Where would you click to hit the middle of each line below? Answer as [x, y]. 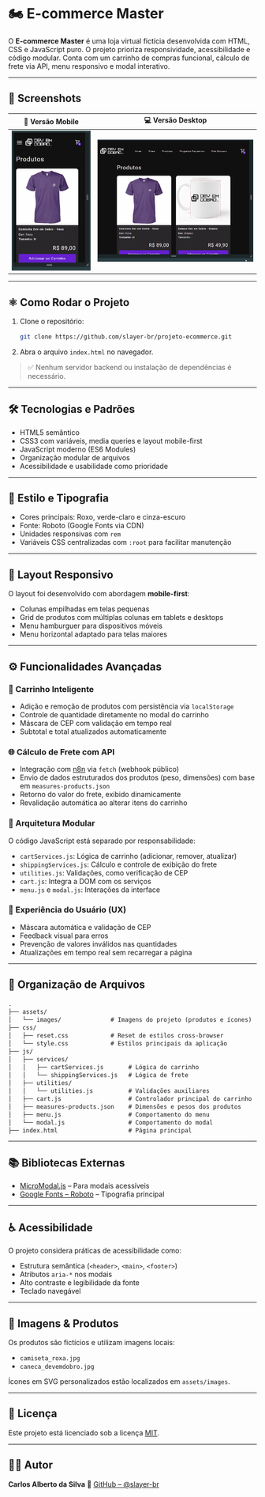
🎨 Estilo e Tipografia [58, 499]
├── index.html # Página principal [100, 1130]
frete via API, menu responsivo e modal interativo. [89, 66]
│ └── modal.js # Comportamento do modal [111, 1122]
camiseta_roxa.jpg [50, 1359]
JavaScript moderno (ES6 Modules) [78, 449]
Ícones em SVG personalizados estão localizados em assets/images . [119, 1382]
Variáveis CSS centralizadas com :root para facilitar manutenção [125, 542]
